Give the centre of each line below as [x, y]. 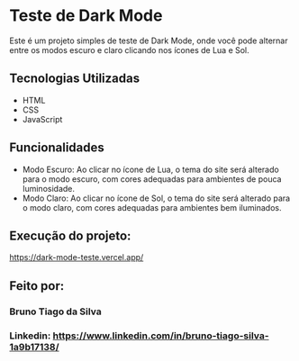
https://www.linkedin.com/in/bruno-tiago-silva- [161, 336]
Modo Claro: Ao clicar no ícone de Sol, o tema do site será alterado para [156, 198]
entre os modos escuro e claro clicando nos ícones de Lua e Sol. [129, 50]
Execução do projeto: [70, 235]
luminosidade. [48, 188]
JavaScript [42, 119]
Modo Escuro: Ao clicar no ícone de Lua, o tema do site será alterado [150, 169]
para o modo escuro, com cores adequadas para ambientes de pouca [152, 179]
